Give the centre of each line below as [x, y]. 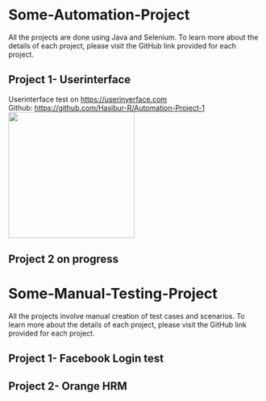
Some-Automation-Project [99, 15]
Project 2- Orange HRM [68, 386]
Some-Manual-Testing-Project [113, 294]
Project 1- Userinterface [70, 79]
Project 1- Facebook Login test [86, 359]
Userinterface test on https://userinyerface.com [88, 99]
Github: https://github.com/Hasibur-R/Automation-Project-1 [107, 107]
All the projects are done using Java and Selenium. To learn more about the [133, 37]
